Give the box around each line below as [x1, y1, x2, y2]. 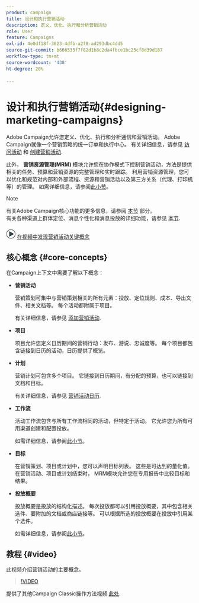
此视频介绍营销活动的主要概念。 [6, 566, 84, 573]
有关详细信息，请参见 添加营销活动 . [14, 314, 101, 321]
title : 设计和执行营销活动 [6, 15, 65, 22]
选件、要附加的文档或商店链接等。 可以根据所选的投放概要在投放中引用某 [14, 510, 193, 517]
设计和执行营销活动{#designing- [6, 100, 166, 114]
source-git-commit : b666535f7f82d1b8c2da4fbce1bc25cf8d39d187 [6, 47, 163, 53]
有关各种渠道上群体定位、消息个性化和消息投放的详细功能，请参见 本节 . [6, 215, 181, 222]
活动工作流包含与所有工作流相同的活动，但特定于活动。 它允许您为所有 [14, 417, 188, 425]
